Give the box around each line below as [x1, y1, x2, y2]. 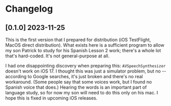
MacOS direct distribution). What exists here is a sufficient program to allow [5, 42, 164, 48]
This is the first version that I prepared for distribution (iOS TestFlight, [5, 37, 152, 43]
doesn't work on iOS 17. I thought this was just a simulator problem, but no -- [5, 68, 166, 74]
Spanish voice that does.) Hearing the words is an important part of [5, 84, 147, 90]
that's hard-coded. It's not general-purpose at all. [5, 53, 110, 59]
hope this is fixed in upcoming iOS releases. [5, 95, 98, 101]
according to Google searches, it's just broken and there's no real [5, 74, 143, 79]
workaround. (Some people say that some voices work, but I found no [5, 79, 152, 85]
